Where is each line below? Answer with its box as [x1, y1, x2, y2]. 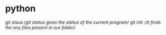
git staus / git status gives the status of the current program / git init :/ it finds [5, 19, 161, 25]
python [5, 3, 36, 14]
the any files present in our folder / [5, 24, 76, 30]
